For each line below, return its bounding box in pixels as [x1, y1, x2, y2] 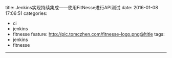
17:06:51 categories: [5, 10, 48, 16]
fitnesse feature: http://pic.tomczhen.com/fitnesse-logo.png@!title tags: [12, 31, 165, 37]
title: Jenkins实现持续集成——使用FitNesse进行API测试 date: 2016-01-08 [5, 5, 159, 10]
